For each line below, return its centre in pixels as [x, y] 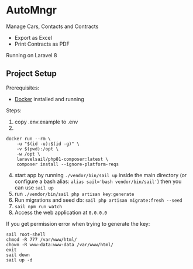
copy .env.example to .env [46, 122]
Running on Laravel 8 [32, 55]
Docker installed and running [49, 99]
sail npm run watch [38, 206]
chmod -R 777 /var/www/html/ [42, 239]
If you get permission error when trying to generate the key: [78, 223]
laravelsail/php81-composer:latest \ [63, 159]
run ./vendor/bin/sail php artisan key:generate [74, 194]
